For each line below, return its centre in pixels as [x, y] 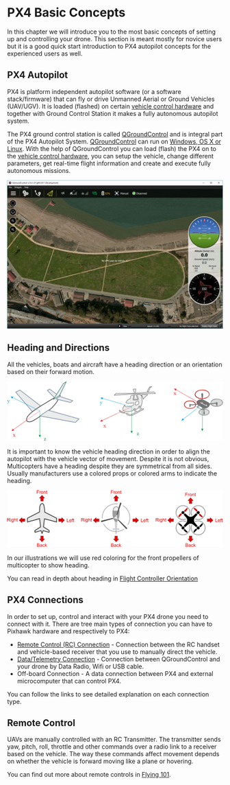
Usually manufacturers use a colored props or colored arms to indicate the [112, 473]
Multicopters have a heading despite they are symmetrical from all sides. [110, 466]
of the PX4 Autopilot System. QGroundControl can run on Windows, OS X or [114, 141]
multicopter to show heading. [49, 565]
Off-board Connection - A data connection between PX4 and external [115, 673]
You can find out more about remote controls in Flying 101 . [89, 775]
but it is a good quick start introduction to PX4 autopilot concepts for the [109, 46]
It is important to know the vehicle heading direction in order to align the [108, 452]
